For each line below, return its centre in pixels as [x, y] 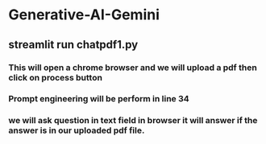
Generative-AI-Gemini [84, 15]
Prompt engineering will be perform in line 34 [99, 99]
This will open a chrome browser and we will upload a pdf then [133, 68]
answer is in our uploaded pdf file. [77, 130]
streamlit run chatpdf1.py [73, 45]
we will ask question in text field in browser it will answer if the [133, 121]
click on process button [56, 77]
